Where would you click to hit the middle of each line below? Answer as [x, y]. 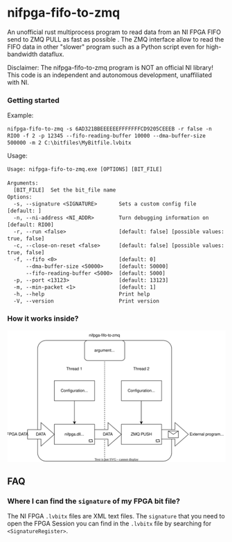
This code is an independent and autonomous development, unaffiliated [110, 75]
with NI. [18, 82]
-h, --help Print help [82, 294]
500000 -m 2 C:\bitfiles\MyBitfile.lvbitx [69, 143]
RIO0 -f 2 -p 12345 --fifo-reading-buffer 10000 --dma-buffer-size [107, 136]
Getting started [34, 100]
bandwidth [23, 54]
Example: [20, 115]
